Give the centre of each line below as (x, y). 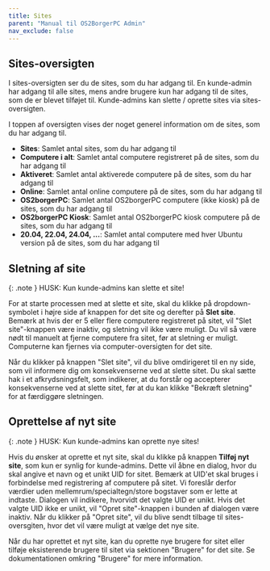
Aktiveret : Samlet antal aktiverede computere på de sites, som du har (136, 174)
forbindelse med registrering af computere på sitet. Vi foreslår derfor (122, 482)
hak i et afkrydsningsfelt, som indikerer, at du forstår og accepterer (120, 379)
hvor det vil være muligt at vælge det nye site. (123, 525)
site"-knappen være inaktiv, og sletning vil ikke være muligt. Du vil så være (132, 329)
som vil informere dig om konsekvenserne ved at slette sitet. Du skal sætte (132, 371)
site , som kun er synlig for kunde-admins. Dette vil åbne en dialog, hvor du (133, 465)
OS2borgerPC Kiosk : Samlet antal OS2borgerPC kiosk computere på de (140, 217)
